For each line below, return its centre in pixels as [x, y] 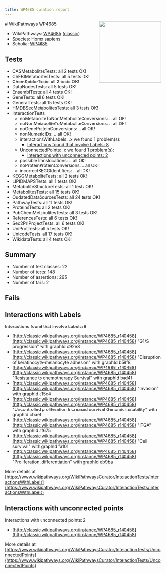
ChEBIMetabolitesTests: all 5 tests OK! [51, 77]
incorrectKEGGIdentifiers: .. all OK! [55, 171]
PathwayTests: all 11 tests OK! [42, 203]
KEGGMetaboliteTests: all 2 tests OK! [50, 176]
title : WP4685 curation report [37, 10]
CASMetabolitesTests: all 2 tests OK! [49, 71]
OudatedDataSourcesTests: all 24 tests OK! [56, 197]
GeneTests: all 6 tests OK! [39, 97]
